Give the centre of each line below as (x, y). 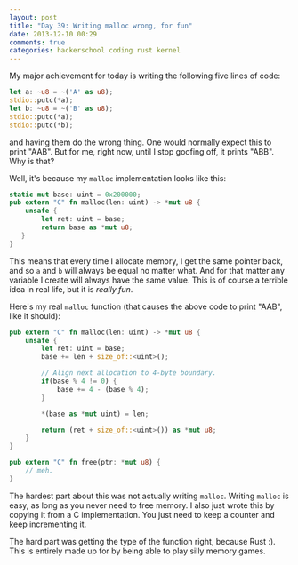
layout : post (33, 17)
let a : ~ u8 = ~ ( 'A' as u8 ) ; (61, 92)
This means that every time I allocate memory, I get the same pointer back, (146, 261)
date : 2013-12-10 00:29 (53, 34)
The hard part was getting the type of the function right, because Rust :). (142, 541)
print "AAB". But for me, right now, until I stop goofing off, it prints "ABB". (141, 151)
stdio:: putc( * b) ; (41, 125)
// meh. (39, 471)
